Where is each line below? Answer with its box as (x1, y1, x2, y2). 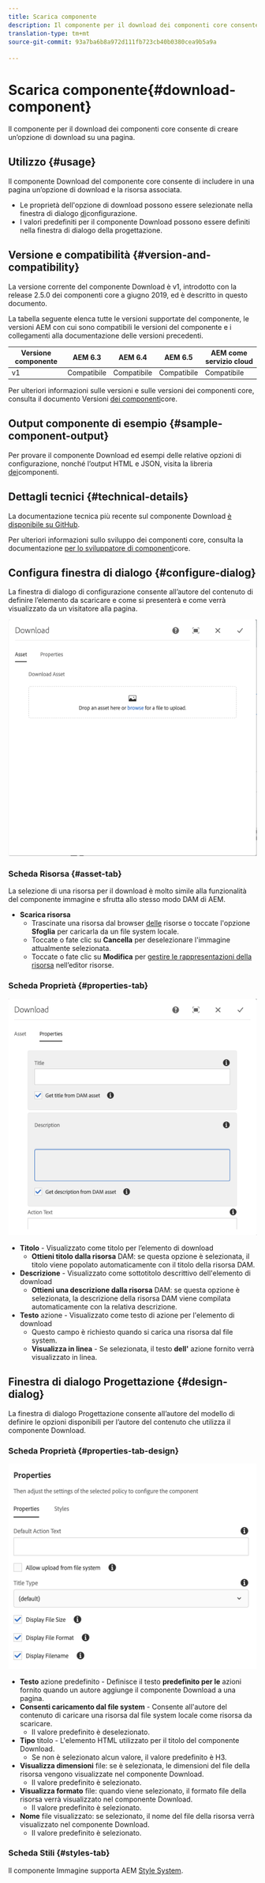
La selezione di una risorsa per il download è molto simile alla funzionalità (8, 886, 247, 896)
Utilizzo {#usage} (8, 155, 96, 169)
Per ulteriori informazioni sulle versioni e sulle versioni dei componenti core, (8, 385, 255, 395)
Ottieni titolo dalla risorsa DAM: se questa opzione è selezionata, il (31, 1251, 250, 1261)
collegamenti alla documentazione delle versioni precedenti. (8, 331, 203, 340)
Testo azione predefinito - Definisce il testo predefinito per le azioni (19, 1677, 242, 1686)
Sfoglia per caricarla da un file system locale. (31, 926, 180, 937)
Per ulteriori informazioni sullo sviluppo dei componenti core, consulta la (8, 535, 244, 544)
